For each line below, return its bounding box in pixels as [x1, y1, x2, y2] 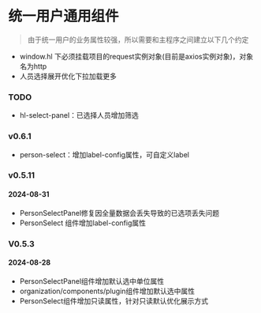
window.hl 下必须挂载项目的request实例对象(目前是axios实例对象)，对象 [19, 51, 254, 61]
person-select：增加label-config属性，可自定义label [19, 149, 189, 159]
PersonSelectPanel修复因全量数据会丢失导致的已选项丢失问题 [19, 208, 220, 217]
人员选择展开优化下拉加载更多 [19, 71, 117, 81]
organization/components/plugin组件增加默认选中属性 [19, 286, 196, 296]
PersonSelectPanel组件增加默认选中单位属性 [19, 276, 165, 285]
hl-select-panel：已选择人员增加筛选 [19, 111, 140, 120]
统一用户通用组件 [8, 7, 120, 25]
